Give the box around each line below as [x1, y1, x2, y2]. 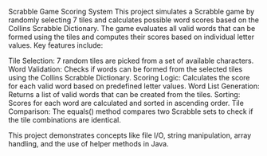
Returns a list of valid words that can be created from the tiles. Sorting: [8, 90, 241, 99]
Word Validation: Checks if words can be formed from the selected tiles [8, 64, 243, 74]
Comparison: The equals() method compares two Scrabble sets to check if [8, 107, 253, 116]
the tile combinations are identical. [8, 115, 121, 124]
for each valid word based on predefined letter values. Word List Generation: [8, 81, 260, 91]
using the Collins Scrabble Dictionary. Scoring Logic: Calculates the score [8, 73, 250, 82]
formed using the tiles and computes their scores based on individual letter [8, 32, 255, 41]
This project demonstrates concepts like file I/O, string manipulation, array [8, 131, 252, 140]
